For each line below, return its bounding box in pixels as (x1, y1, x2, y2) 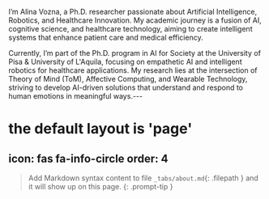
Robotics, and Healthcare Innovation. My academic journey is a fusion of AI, (8, 15, 262, 25)
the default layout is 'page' (8, 120, 193, 138)
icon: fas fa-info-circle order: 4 (8, 151, 169, 165)
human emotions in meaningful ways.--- (8, 91, 143, 100)
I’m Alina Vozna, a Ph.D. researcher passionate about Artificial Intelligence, (8, 7, 258, 16)
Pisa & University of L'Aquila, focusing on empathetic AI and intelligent (8, 57, 242, 66)
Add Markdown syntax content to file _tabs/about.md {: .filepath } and (28, 173, 259, 183)
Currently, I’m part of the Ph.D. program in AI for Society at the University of (8, 49, 262, 57)
